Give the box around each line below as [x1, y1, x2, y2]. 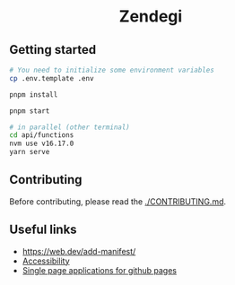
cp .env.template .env [9, 73, 94, 82]
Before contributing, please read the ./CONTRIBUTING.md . [9, 195, 227, 207]
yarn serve [9, 148, 50, 157]
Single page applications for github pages [22, 264, 178, 275]
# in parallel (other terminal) [9, 123, 130, 132]
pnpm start [9, 106, 50, 116]
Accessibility [22, 255, 70, 266]
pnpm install [9, 90, 58, 99]
